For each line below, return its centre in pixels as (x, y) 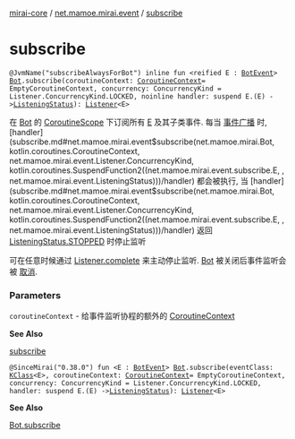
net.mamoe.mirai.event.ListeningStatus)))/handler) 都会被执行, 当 (129, 181)
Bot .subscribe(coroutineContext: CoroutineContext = (107, 81)
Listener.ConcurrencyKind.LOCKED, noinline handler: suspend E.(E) (138, 96)
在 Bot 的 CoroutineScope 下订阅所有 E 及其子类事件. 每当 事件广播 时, (138, 122)
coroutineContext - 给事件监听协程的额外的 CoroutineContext (122, 316)
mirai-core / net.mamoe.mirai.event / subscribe (96, 13)
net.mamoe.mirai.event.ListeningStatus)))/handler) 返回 (111, 230)
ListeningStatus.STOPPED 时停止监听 (78, 241)
